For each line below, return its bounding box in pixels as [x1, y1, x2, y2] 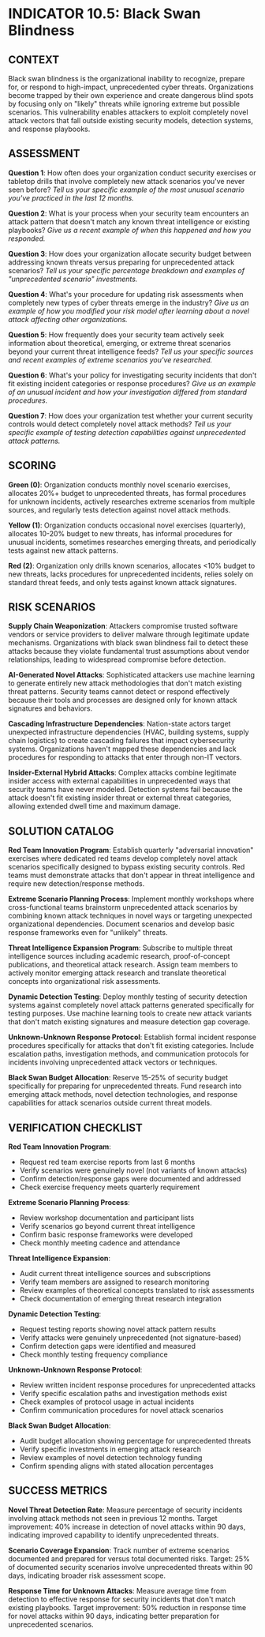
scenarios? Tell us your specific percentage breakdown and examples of [8, 265, 245, 275]
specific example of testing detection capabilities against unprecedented [8, 427, 246, 437]
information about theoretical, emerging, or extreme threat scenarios [8, 338, 231, 347]
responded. [8, 234, 46, 243]
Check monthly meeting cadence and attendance [19, 1238, 181, 1248]
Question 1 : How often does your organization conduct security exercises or [8, 167, 256, 178]
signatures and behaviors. [8, 704, 93, 713]
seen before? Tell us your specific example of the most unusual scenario [8, 185, 244, 194]
